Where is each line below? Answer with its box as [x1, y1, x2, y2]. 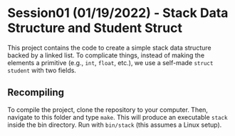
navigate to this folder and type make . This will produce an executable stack [7, 113, 228, 121]
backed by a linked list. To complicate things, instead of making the [7, 51, 205, 59]
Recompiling [7, 86, 65, 98]
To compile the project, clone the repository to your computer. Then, [7, 105, 209, 114]
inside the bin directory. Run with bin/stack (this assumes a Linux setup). [7, 120, 222, 129]
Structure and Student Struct [7, 20, 183, 36]
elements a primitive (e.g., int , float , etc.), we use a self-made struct [7, 58, 214, 67]
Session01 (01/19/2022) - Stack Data [7, 5, 229, 21]
